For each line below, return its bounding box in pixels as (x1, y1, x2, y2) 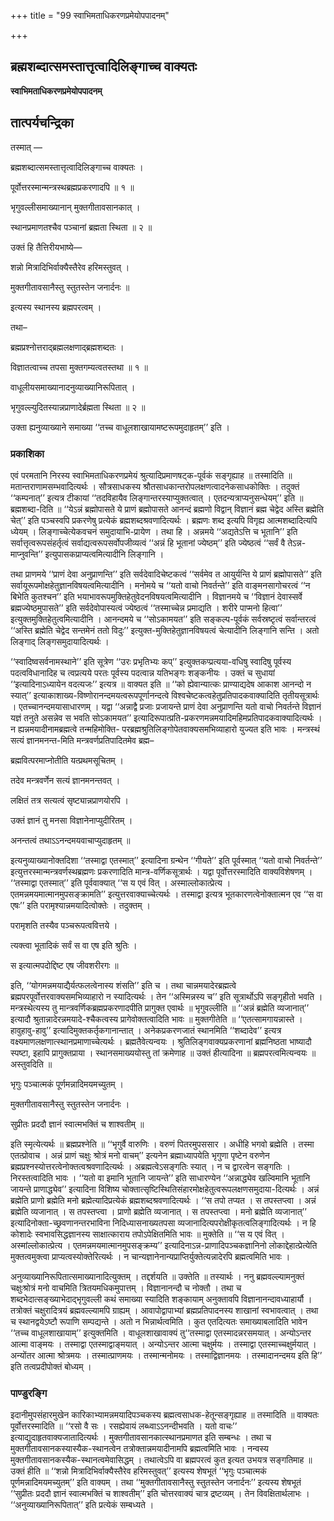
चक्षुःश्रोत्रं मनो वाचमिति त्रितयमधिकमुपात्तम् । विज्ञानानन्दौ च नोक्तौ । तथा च (10, 1281, 242, 1294)
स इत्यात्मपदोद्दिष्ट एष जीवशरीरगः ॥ (10, 959, 119, 971)
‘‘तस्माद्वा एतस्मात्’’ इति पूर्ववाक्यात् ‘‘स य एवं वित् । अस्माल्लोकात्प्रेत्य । (10, 876, 232, 889)
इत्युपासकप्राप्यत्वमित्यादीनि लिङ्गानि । (44, 548, 165, 560)
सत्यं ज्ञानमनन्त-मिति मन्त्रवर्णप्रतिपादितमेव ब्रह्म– (10, 734, 155, 746)
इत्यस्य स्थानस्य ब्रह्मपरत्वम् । (10, 301, 102, 313)
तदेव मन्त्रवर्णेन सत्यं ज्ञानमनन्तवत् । (10, 774, 121, 786)
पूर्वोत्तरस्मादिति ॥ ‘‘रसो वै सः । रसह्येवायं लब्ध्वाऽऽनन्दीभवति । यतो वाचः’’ (10, 1420, 238, 1432)
